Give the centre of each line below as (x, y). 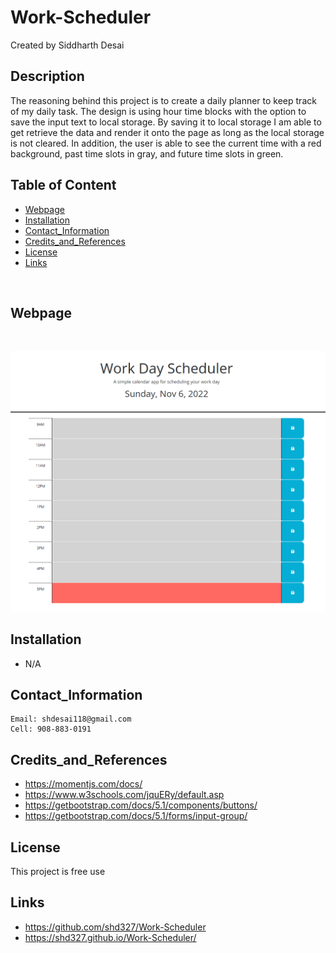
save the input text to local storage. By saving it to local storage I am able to (166, 122)
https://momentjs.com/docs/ (83, 784)
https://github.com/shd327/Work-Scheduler (115, 927)
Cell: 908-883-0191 (51, 729)
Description (47, 76)
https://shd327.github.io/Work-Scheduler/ (110, 937)
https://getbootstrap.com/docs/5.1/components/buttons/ (141, 805)
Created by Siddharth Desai (67, 45)
